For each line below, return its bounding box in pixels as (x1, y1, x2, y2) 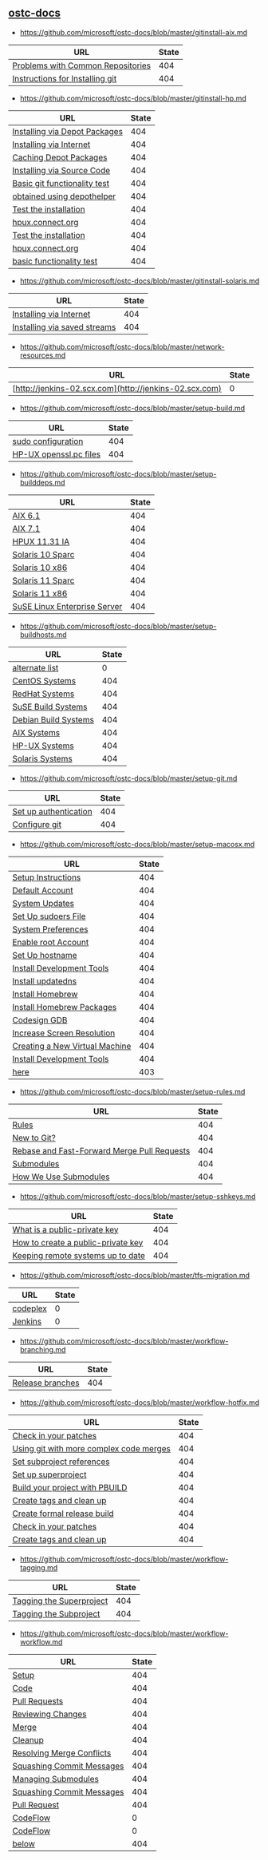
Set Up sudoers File (12, 910, 86, 921)
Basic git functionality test (12, 177, 110, 188)
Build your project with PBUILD (12, 1482, 128, 1493)
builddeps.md (19, 477, 65, 487)
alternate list (12, 662, 59, 673)
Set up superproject (12, 1469, 87, 1480)
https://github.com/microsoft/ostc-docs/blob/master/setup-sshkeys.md (19, 1191, 256, 1201)
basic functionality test (12, 255, 98, 267)
